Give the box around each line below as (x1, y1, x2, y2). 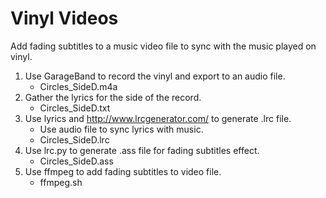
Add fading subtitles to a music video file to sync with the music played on (10, 40, 317, 52)
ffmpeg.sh (39, 176, 83, 188)
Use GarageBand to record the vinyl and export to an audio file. (24, 70, 286, 82)
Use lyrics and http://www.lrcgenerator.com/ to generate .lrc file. (24, 112, 292, 124)
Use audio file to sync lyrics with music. (39, 123, 204, 135)
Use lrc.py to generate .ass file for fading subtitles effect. (24, 144, 260, 156)
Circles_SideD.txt (39, 102, 111, 114)
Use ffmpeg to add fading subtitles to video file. (24, 165, 222, 177)
